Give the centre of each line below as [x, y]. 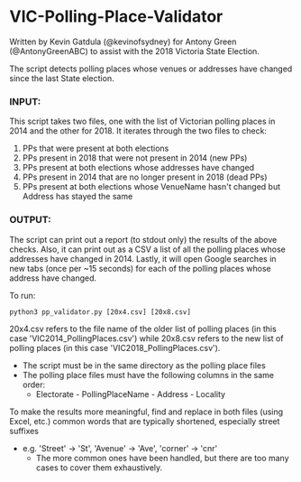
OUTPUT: [30, 220]
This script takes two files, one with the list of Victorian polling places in [142, 121]
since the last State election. [62, 78]
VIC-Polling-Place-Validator [116, 17]
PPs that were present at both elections [96, 148]
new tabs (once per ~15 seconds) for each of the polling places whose [141, 268]
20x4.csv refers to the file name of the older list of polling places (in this [143, 329]
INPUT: [25, 101]
